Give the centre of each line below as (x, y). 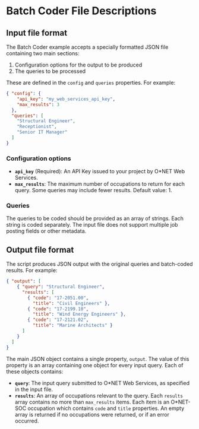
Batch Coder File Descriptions (81, 11)
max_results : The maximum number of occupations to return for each (100, 184)
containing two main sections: (43, 53)
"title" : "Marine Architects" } (72, 325)
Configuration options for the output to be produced (78, 65)
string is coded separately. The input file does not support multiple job (92, 225)
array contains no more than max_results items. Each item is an (92, 402)
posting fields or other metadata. (46, 231)
